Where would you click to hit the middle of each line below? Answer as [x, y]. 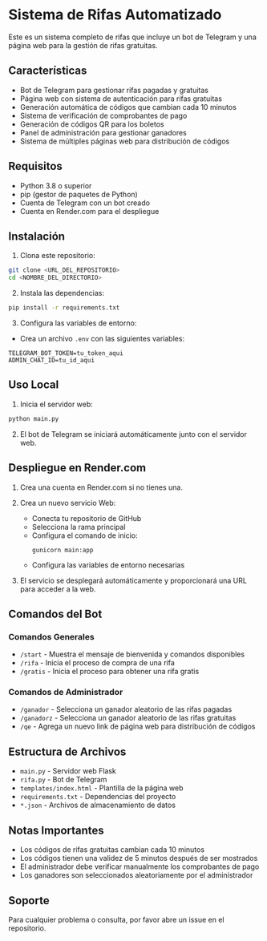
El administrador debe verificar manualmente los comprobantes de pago [140, 866]
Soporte [29, 901]
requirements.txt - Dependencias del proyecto [98, 797]
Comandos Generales [51, 636]
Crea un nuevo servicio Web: [68, 503]
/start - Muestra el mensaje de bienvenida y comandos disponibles [132, 654]
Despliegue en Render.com [77, 468]
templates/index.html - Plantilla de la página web [101, 788]
